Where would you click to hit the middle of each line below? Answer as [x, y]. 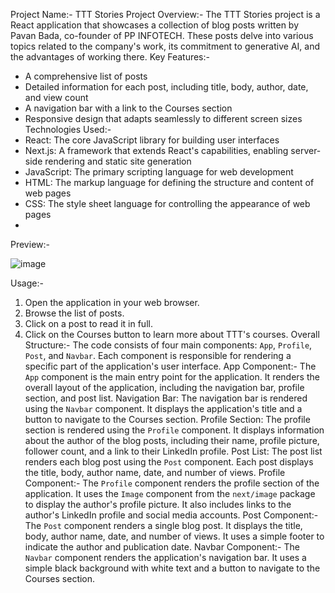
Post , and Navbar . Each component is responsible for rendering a [158, 355]
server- [306, 150]
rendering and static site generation [118, 161]
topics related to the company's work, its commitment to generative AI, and [165, 46]
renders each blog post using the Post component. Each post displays [169, 462]
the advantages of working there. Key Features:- [110, 57]
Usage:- [27, 283]
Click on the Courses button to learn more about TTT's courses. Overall [172, 334]
